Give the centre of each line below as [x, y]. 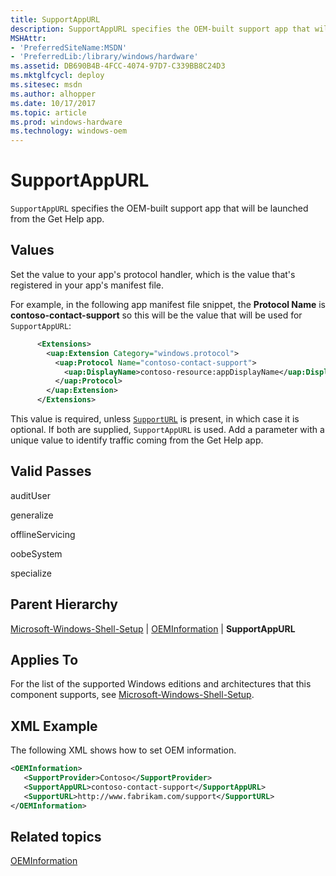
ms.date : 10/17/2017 [53, 103]
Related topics [56, 837]
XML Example [54, 726]
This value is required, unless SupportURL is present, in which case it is [155, 419]
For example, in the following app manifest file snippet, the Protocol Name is [168, 304]
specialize [31, 573]
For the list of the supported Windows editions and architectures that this [161, 684]
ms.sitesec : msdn [46, 85]
